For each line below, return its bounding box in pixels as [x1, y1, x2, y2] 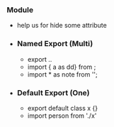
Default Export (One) [16, 87, 90, 97]
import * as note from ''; [27, 70, 98, 79]
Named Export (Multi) [16, 39, 93, 49]
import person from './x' [27, 111, 97, 120]
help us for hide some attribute [16, 21, 107, 30]
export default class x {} [27, 104, 98, 112]
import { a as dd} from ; [27, 62, 96, 71]
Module [6, 5, 33, 15]
